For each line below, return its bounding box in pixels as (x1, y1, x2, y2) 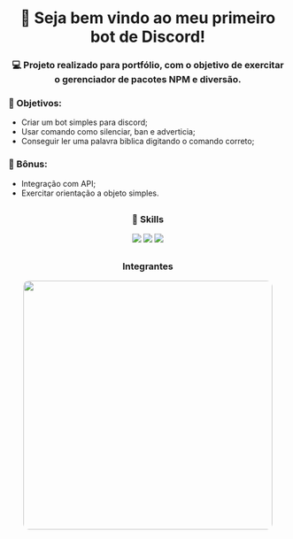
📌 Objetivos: (8, 97, 63, 110)
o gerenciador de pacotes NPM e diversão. (54, 73, 242, 86)
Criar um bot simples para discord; (20, 117, 148, 127)
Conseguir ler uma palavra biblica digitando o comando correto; (20, 136, 255, 147)
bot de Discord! (90, 27, 205, 47)
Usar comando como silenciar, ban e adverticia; (20, 127, 196, 137)
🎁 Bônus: (8, 158, 48, 171)
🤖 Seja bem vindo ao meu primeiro (19, 8, 276, 28)
